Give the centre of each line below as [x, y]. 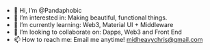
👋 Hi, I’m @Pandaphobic [48, 10]
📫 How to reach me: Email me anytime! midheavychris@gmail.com [108, 40]
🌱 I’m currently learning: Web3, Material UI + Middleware [93, 25]
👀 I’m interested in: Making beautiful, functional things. [90, 18]
